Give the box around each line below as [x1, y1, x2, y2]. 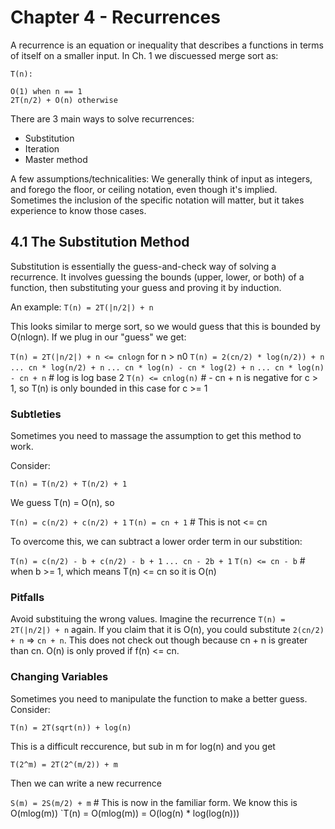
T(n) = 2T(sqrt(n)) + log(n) [10, 722, 132, 733]
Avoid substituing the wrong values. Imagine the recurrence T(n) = [10, 613, 286, 625]
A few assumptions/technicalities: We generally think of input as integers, [10, 172, 313, 185]
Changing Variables [10, 670, 109, 684]
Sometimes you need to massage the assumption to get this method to [10, 430, 302, 442]
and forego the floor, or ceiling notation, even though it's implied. [10, 183, 278, 195]
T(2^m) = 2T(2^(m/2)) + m [10, 759, 118, 770]
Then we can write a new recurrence [10, 777, 162, 789]
